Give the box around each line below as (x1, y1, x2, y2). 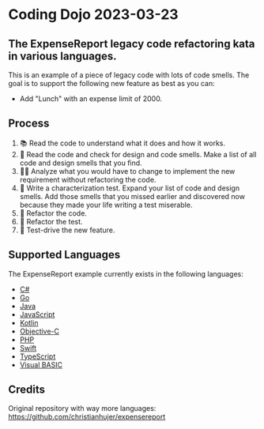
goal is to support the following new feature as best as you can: (8, 79, 215, 88)
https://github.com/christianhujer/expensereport (8, 412, 166, 422)
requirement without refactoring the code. (19, 175, 157, 184)
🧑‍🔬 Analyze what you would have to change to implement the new (19, 166, 236, 175)
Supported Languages (8, 248, 121, 262)
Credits (8, 383, 46, 397)
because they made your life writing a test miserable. (19, 200, 193, 209)
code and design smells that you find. (19, 158, 142, 167)
